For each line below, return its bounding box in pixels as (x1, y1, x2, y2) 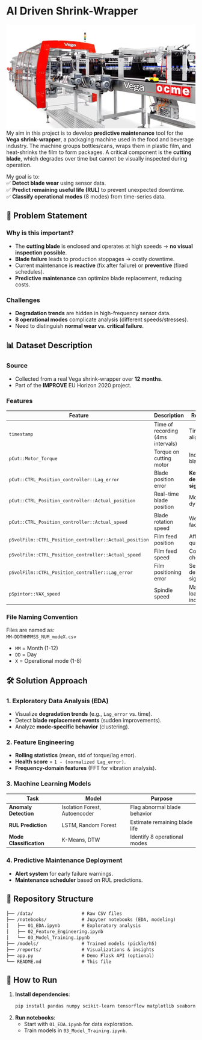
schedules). (14, 268, 44, 275)
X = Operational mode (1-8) (14, 657, 82, 665)
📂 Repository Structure (6, 894, 94, 904)
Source (6, 362, 28, 370)
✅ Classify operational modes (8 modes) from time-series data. (6, 192, 167, 200)
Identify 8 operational (130, 833, 183, 840)
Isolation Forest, (61, 804, 101, 811)
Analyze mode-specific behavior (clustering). (14, 723, 130, 730)
